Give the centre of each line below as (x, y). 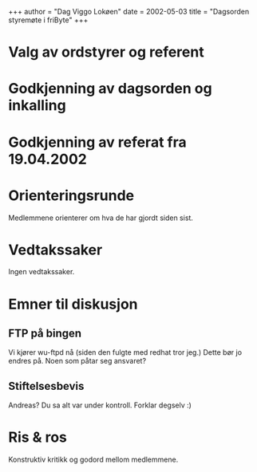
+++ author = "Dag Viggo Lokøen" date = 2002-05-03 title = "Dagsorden (129, 12)
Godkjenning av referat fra (97, 142)
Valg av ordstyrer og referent (107, 52)
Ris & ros (38, 437)
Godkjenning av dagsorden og (111, 89)
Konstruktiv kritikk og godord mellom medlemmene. (93, 460)
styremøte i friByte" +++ (48, 20)
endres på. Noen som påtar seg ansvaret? (77, 361)
